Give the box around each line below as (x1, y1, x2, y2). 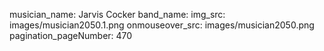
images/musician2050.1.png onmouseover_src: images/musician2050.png (9, 19, 315, 31)
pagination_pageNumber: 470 (9, 30, 133, 41)
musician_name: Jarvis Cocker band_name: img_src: (9, 9, 226, 20)
